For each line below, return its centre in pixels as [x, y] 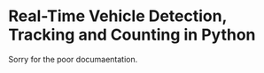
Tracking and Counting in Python [132, 35]
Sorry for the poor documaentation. [73, 59]
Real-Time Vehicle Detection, [118, 16]
